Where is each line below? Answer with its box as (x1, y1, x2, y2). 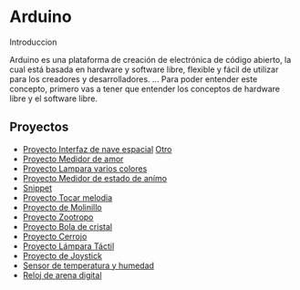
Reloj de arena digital (22, 269, 102, 280)
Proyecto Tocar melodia (22, 192, 113, 202)
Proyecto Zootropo (22, 212, 94, 223)
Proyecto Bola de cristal (22, 221, 112, 232)
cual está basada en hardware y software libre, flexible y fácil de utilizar (9, 64, 279, 75)
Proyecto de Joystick (22, 250, 103, 261)
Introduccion (9, 36, 57, 47)
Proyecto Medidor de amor (22, 153, 124, 164)
